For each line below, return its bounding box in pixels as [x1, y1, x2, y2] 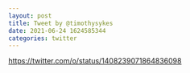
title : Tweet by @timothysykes [8, 19, 114, 27]
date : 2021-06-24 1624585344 [8, 26, 106, 34]
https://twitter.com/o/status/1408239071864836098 [8, 56, 182, 66]
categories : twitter [8, 34, 78, 43]
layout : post [8, 11, 52, 20]
